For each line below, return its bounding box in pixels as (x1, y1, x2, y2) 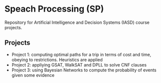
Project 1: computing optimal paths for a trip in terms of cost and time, (11, 51, 151, 57)
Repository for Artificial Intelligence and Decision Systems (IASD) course (4, 19, 150, 25)
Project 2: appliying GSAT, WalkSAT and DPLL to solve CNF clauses (11, 62, 147, 67)
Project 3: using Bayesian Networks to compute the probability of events (11, 67, 157, 73)
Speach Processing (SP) (4, 3, 104, 15)
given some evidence (11, 72, 55, 78)
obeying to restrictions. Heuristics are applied (11, 57, 103, 63)
